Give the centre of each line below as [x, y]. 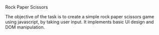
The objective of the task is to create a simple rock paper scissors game [80, 17]
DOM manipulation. [25, 27]
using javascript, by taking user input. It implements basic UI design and [79, 22]
